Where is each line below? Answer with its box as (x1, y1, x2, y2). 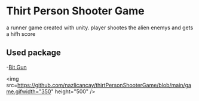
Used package (6, 48, 61, 58)
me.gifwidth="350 (6, 88, 51, 95)
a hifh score (6, 30, 36, 37)
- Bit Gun (6, 63, 27, 71)
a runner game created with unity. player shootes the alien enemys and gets (6, 24, 194, 31)
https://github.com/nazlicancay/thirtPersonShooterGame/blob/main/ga (17, 81, 192, 88)
